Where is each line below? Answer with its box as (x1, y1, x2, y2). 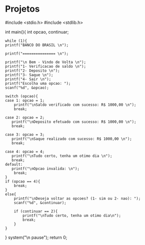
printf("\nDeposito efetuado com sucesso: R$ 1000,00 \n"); (11, 119, 137, 124)
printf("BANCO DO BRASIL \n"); (5, 42, 69, 47)
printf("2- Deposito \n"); (5, 68, 60, 73)
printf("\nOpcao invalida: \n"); (11, 166, 80, 171)
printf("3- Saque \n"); (5, 72, 54, 77)
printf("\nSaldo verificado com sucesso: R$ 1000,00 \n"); (14, 102, 137, 107)
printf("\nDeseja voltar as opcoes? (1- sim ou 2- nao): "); (14, 196, 141, 201)
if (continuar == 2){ (14, 208, 58, 214)
